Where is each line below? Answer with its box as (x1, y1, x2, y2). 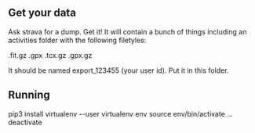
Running (8, 88, 51, 102)
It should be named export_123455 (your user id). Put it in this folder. (8, 66, 229, 75)
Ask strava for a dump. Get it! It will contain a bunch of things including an (8, 27, 247, 36)
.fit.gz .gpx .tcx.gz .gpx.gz (8, 50, 93, 59)
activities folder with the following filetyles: (8, 35, 147, 45)
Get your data (8, 6, 77, 20)
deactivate (8, 117, 42, 127)
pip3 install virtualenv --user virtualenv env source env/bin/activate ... (8, 109, 234, 118)
